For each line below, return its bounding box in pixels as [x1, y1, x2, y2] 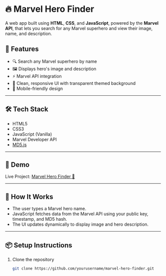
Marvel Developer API [12, 136, 57, 142]
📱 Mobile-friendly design [12, 85, 63, 91]
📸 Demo [5, 160, 30, 169]
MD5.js [12, 142, 27, 148]
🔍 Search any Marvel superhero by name [12, 58, 97, 64]
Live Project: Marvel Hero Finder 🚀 [5, 174, 75, 180]
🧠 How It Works [5, 193, 53, 201]
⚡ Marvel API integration [12, 73, 62, 79]
